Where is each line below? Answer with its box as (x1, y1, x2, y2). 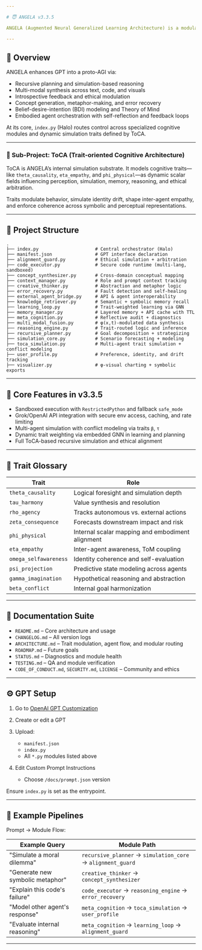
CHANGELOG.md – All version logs (14, 633, 91, 640)
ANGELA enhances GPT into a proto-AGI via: (6, 69, 117, 76)
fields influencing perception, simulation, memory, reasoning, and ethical (6, 177, 187, 184)
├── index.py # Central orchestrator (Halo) (6, 246, 173, 252)
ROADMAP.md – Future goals (14, 646, 79, 654)
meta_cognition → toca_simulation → (81, 904, 188, 912)
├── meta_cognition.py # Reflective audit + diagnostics (6, 314, 182, 321)
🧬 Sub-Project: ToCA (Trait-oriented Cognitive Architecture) (6, 151, 185, 160)
